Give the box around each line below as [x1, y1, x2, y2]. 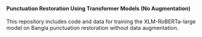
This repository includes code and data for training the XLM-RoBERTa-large [6, 18, 196, 25]
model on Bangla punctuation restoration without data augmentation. [6, 24, 179, 32]
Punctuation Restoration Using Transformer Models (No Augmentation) [6, 5, 190, 12]
